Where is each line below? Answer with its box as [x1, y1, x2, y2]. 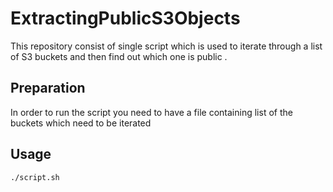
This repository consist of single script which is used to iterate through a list [10, 40, 323, 52]
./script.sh [10, 172, 60, 182]
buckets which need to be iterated [10, 117, 152, 129]
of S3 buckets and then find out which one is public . [10, 50, 228, 62]
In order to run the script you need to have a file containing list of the [10, 106, 293, 118]
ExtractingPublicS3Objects [10, 7, 241, 30]
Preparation [10, 80, 86, 97]
